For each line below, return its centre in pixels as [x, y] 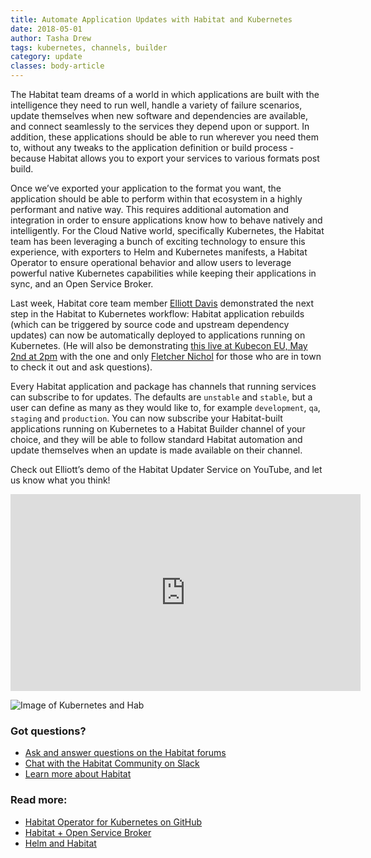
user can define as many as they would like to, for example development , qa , [165, 407]
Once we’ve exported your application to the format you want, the [146, 188]
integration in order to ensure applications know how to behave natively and [166, 220]
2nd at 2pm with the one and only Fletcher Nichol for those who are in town [166, 356]
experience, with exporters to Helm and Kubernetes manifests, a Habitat [159, 252]
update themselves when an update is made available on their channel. [156, 450]
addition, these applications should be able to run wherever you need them [165, 137]
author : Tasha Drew [51, 38]
